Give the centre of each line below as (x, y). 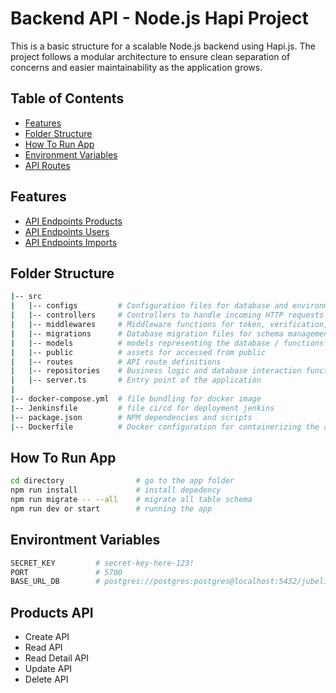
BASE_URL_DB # (55, 582)
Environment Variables (71, 154)
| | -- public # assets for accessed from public (138, 352)
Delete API (46, 679)
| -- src (26, 297)
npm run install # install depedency (116, 490)
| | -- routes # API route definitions (116, 362)
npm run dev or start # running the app (111, 508)
